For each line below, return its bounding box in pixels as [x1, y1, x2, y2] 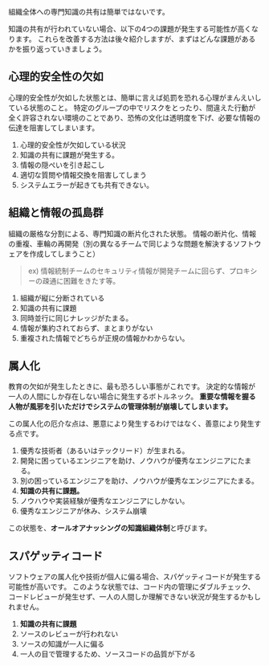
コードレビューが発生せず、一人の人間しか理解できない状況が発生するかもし [8, 592, 262, 602]
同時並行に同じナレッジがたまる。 [19, 313, 133, 323]
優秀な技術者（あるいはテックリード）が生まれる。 [19, 446, 190, 456]
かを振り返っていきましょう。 [8, 44, 107, 54]
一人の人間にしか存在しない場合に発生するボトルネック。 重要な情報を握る [8, 392, 256, 402]
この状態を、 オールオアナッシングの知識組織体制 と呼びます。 [8, 523, 212, 533]
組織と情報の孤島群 [8, 206, 104, 219]
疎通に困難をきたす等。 [42, 276, 120, 285]
